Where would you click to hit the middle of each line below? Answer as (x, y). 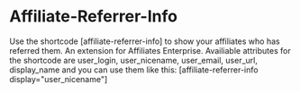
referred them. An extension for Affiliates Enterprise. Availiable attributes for (150, 50)
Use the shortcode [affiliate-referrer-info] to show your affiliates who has (145, 41)
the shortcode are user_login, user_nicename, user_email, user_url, (134, 60)
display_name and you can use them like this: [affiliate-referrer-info (134, 70)
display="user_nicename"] (59, 79)
